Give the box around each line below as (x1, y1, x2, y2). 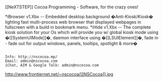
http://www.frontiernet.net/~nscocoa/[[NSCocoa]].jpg (5, 71, 113, 77)
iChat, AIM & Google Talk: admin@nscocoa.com (5, 63, 99, 68)
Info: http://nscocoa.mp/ (5, 55, 57, 59)
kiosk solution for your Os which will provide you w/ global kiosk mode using (5, 29, 159, 35)
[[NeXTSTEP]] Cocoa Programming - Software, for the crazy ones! (5, 4, 139, 10)
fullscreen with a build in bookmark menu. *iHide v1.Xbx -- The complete (5, 24, 151, 30)
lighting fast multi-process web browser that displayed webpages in (5, 19, 142, 25)
